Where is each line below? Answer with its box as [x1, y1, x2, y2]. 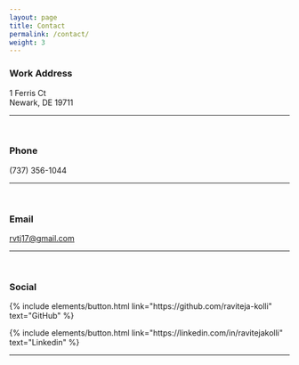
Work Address [9, 68, 73, 80]
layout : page [9, 12, 58, 22]
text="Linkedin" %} [9, 337, 80, 348]
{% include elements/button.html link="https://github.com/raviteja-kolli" [9, 301, 273, 312]
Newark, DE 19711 [9, 97, 74, 108]
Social [9, 281, 37, 294]
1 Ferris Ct [9, 87, 46, 98]
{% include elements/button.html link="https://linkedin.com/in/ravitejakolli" [9, 328, 283, 338]
